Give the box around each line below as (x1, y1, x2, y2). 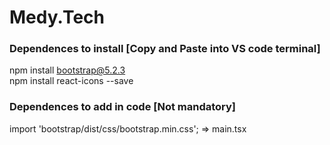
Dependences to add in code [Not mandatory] (9, 100, 237, 114)
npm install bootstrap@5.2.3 (9, 64, 126, 76)
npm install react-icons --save (9, 75, 134, 87)
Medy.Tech (9, 6, 105, 29)
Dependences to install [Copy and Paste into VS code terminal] (9, 42, 321, 56)
